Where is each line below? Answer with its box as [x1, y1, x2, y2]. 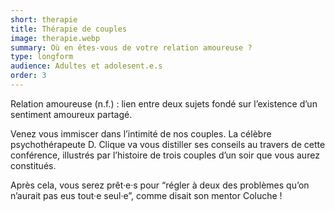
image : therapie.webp [10, 33, 101, 43]
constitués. [10, 159, 57, 171]
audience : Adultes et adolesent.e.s [10, 61, 163, 71]
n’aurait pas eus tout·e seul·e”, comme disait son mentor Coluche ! [10, 189, 283, 201]
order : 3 [10, 71, 47, 81]
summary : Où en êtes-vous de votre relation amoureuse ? [10, 42, 253, 53]
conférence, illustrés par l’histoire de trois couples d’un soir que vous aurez [10, 149, 320, 161]
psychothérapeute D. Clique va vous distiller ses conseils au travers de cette [10, 138, 326, 150]
